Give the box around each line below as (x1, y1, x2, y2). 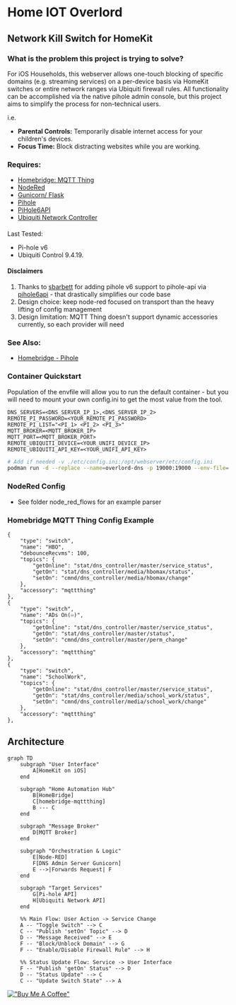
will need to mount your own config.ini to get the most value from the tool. (7, 395, 223, 404)
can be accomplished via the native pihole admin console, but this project (7, 92, 222, 100)
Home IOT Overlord (7, 4, 123, 20)
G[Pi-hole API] (33, 891, 78, 898)
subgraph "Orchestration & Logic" (20, 847, 122, 854)
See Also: (7, 337, 41, 347)
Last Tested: (7, 229, 44, 237)
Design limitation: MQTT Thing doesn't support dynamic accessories (17, 312, 218, 321)
